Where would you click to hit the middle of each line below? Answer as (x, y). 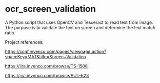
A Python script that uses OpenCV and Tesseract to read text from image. (79, 22)
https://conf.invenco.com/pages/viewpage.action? (56, 51)
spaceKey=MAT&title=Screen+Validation (46, 56)
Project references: (24, 42)
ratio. (10, 33)
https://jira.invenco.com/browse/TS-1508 (46, 66)
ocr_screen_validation (50, 9)
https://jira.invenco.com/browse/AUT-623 (47, 75)
